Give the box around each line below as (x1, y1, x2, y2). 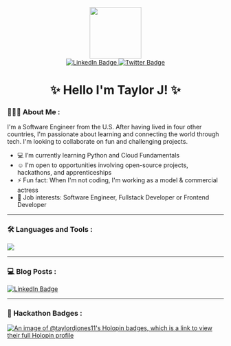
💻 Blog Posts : (7, 266, 57, 276)
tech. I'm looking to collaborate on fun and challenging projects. (7, 138, 188, 146)
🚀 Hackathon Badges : (7, 309, 82, 318)
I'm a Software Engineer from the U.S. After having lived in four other (7, 123, 202, 131)
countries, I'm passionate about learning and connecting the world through (7, 130, 219, 138)
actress (16, 186, 39, 195)
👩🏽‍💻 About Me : (7, 107, 60, 117)
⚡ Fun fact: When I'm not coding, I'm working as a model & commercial (16, 176, 218, 184)
